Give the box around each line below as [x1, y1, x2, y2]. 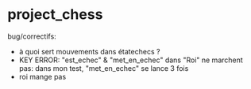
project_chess [7, 6, 103, 24]
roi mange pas [18, 72, 67, 81]
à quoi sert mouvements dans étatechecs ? [18, 46, 160, 56]
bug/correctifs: [7, 32, 56, 41]
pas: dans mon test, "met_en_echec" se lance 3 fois [18, 63, 189, 72]
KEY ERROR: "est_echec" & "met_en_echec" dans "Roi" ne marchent [18, 55, 243, 65]
